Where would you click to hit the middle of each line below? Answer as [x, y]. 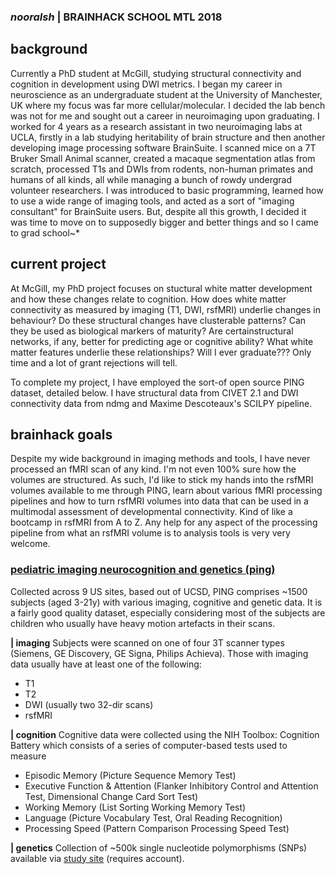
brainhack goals [61, 434]
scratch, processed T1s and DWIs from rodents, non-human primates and [161, 169]
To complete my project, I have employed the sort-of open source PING [157, 382]
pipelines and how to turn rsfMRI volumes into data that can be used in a [159, 501]
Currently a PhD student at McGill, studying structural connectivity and [156, 73]
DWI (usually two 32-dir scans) [89, 704]
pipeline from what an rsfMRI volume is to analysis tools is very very [150, 533]
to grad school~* [45, 232]
